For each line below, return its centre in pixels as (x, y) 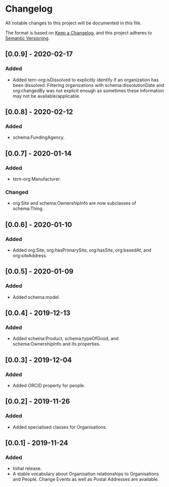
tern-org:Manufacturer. (37, 179)
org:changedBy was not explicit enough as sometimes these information (88, 90)
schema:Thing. (28, 208)
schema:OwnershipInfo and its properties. (57, 344)
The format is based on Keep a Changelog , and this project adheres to (79, 33)
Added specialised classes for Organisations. (60, 427)
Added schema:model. (36, 297)
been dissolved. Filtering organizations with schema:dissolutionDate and (88, 85)
